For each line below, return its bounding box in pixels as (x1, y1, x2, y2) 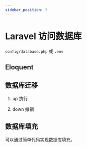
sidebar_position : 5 (5, 7, 48, 13)
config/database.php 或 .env (5, 48, 64, 54)
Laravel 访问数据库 (5, 31, 82, 42)
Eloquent (5, 63, 34, 71)
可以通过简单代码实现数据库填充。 (5, 136, 75, 142)
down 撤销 (12, 106, 34, 112)
